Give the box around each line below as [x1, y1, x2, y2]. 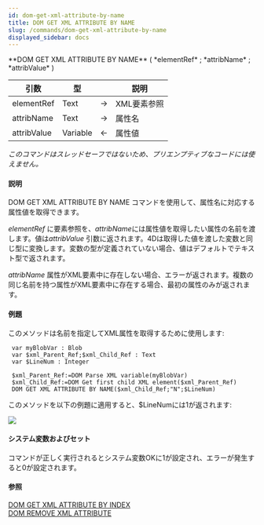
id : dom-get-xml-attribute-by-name [8, 11, 125, 20]
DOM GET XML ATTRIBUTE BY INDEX [8, 500, 131, 510]
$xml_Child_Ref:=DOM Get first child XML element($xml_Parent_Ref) [11, 378, 237, 386]
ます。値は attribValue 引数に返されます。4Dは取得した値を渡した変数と [14, 234, 247, 243]
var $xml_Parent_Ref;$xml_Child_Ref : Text [11, 351, 156, 359]
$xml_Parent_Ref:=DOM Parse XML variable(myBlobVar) [11, 371, 189, 379]
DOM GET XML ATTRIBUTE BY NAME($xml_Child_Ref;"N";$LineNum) [11, 385, 216, 393]
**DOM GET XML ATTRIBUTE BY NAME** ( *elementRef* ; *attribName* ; [8, 55, 251, 64]
